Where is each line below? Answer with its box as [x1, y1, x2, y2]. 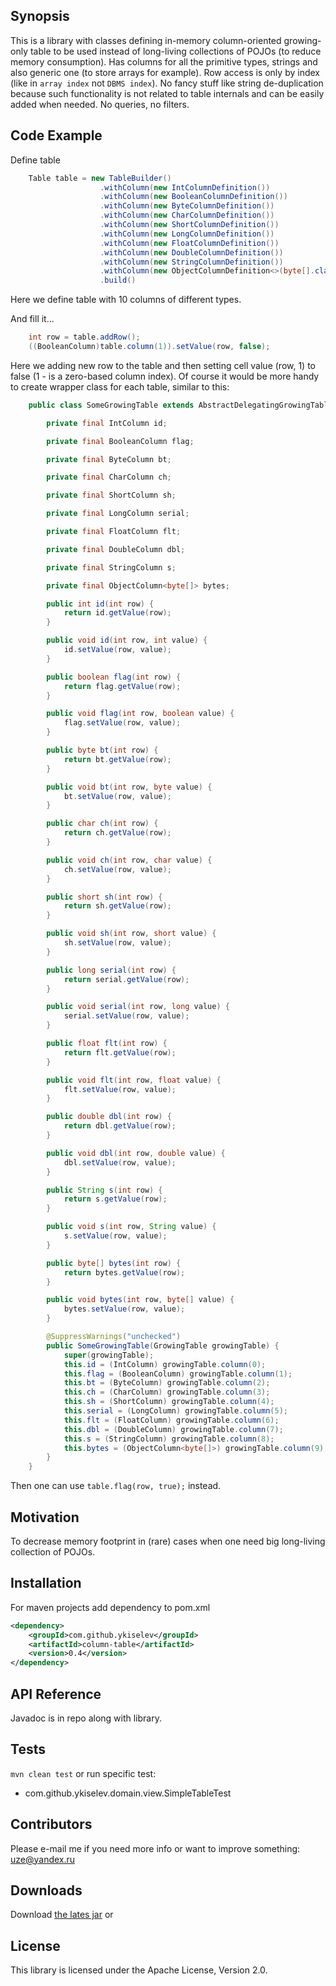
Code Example [10, 127, 103, 144]
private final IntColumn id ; [46, 418, 168, 428]
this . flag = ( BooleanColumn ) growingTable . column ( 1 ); [63, 1369, 293, 1379]
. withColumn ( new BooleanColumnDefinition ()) [99, 192, 288, 202]
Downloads [10, 1882, 83, 1899]
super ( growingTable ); [63, 1350, 155, 1360]
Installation [10, 1575, 82, 1592]
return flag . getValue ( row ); [63, 681, 182, 691]
